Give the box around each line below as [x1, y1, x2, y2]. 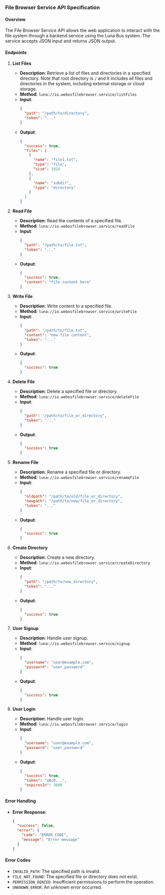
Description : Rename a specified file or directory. [19, 469, 122, 475]
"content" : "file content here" [24, 280, 91, 285]
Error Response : [12, 809, 47, 815]
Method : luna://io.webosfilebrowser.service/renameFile [19, 474, 139, 480]
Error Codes [5, 857, 31, 863]
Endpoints [5, 49, 27, 55]
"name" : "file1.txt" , [33, 157, 78, 162]
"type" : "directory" [33, 185, 76, 190]
